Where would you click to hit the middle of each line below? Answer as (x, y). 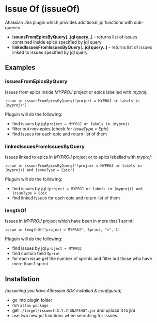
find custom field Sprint (36, 254)
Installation (22, 279)
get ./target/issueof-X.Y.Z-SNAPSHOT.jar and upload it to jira (74, 310)
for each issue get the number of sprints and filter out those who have (82, 258)
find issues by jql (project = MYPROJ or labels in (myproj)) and (77, 188)
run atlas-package (30, 305)
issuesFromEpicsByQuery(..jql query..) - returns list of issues (75, 37)
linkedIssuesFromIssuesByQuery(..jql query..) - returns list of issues (82, 47)
